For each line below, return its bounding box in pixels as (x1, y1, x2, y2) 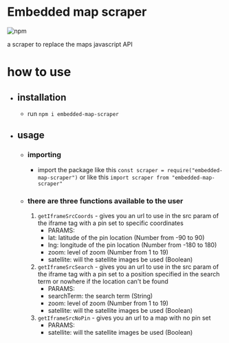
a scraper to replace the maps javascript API (7, 40, 133, 48)
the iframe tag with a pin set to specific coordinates (37, 219, 184, 227)
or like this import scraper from (79, 173, 169, 181)
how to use (7, 64, 72, 80)
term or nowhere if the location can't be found (37, 277, 168, 285)
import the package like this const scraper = (37, 165, 164, 174)
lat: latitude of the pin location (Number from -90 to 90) (47, 233, 205, 241)
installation (17, 91, 67, 103)
